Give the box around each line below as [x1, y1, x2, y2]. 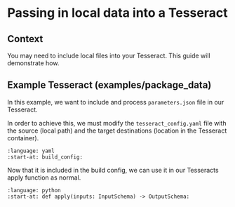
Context [7, 33, 43, 45]
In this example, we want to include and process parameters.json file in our [7, 98, 224, 106]
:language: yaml [7, 147, 55, 154]
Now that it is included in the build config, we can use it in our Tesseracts [7, 166, 219, 174]
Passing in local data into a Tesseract [7, 5, 228, 21]
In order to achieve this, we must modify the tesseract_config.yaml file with [7, 119, 227, 127]
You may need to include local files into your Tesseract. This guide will [7, 51, 210, 60]
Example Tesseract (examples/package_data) [7, 79, 212, 91]
